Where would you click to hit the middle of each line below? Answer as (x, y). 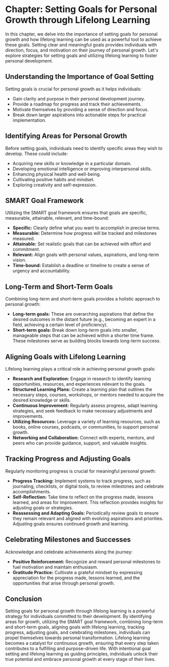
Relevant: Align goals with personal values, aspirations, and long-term (86, 255)
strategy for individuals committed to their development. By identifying (78, 617)
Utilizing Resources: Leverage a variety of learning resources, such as (86, 422)
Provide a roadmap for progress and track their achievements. (77, 104)
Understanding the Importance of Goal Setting (79, 77)
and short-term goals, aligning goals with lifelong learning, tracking (75, 627)
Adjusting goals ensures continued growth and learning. (71, 524)
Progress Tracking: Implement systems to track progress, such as (81, 481)
